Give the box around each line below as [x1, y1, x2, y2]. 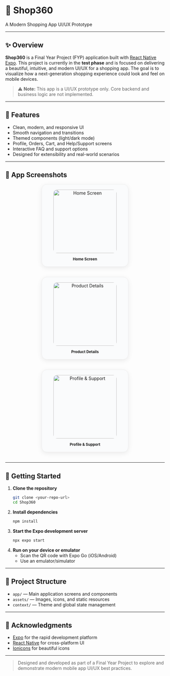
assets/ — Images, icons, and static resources [12, 596, 110, 602]
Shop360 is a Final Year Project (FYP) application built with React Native [5, 54, 157, 60]
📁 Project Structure [5, 577, 67, 586]
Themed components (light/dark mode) [12, 135, 95, 141]
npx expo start [12, 538, 45, 543]
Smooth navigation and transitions [12, 130, 84, 136]
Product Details [71, 349, 99, 355]
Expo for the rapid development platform [12, 634, 98, 640]
